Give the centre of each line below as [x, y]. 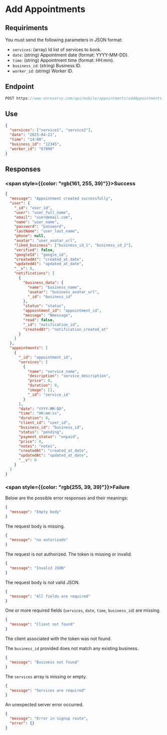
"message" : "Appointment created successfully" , [61, 199]
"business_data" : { [43, 282]
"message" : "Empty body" [35, 512]
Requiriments [27, 28]
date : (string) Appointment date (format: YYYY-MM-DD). [70, 55]
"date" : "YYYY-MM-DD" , [42, 409]
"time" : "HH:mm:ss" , [40, 413]
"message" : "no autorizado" [39, 540]
